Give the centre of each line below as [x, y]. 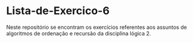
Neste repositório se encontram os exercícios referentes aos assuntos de [96, 27]
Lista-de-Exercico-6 [58, 11]
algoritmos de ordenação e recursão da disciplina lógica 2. [79, 33]
